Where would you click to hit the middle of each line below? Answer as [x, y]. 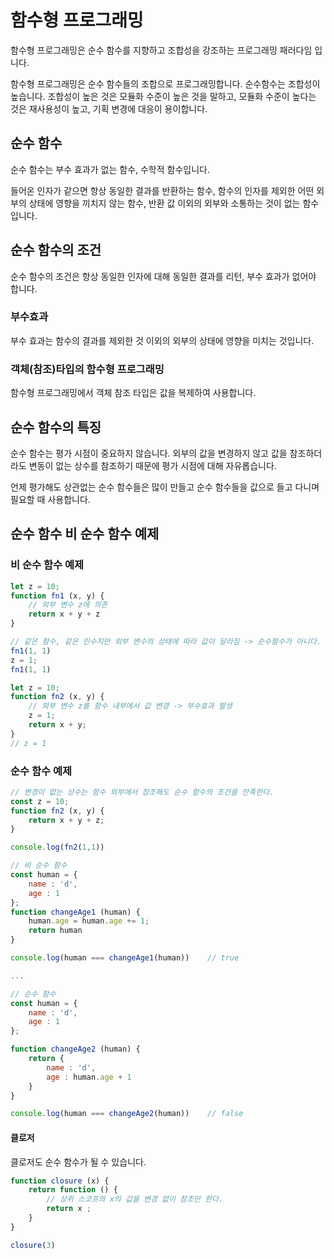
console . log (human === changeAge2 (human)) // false [127, 1114]
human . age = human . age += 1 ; [89, 921]
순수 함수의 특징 [56, 427]
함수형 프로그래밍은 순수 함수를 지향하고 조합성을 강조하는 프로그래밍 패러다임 [161, 50]
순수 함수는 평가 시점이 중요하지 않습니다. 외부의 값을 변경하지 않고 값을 [149, 453]
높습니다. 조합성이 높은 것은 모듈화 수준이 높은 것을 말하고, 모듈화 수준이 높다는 [163, 96]
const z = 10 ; [40, 801]
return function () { [73, 1190]
